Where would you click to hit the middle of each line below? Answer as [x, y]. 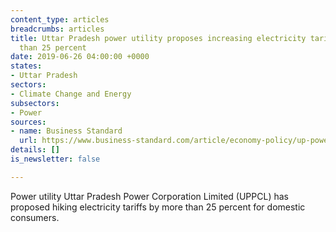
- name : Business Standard [66, 131]
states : [26, 66]
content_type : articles [60, 19]
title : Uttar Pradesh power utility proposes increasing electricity [158, 38]
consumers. [35, 217]
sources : [28, 122]
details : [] [35, 150]
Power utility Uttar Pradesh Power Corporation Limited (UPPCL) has [149, 196]
